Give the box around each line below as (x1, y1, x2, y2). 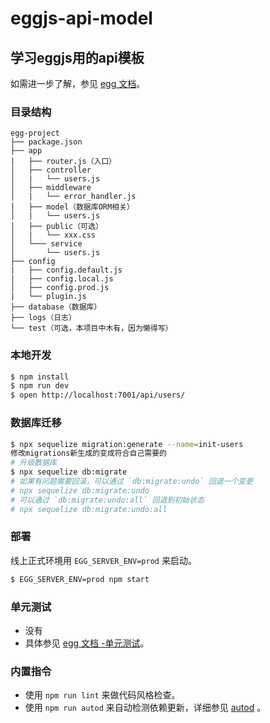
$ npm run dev (10, 381, 70, 391)
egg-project (10, 128, 60, 139)
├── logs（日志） (10, 313, 77, 323)
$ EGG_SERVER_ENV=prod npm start (10, 574, 150, 584)
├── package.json (10, 137, 83, 147)
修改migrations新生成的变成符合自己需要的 (10, 448, 167, 459)
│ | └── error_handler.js (10, 192, 137, 202)
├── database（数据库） (10, 302, 102, 312)
